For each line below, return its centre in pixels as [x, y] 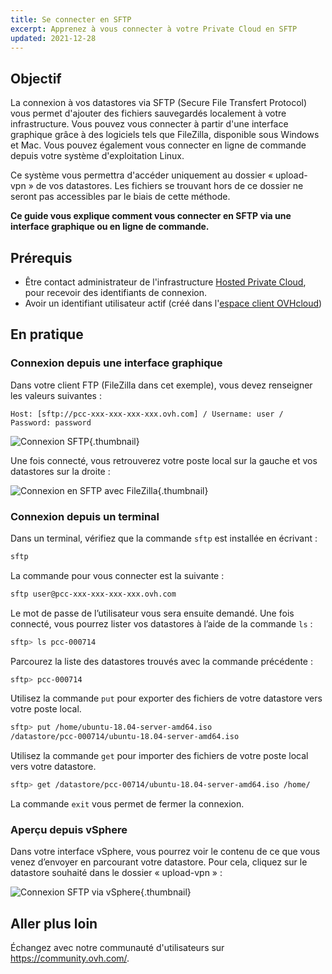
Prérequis [41, 257]
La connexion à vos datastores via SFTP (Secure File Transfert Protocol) [159, 103]
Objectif [36, 78]
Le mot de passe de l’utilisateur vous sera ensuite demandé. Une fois [152, 613]
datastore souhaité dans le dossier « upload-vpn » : [116, 873]
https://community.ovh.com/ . [70, 958]
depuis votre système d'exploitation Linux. [97, 156]
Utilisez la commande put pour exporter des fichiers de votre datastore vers [166, 698]
